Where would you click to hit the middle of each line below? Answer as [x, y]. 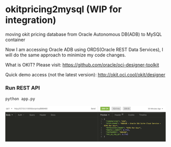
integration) [31, 20]
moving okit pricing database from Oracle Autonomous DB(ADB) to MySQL [84, 34]
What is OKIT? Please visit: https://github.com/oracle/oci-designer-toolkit [82, 65]
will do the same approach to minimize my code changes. [66, 55]
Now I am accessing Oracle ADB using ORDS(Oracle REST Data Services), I [84, 49]
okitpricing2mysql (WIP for [64, 9]
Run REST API [23, 87]
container [15, 40]
